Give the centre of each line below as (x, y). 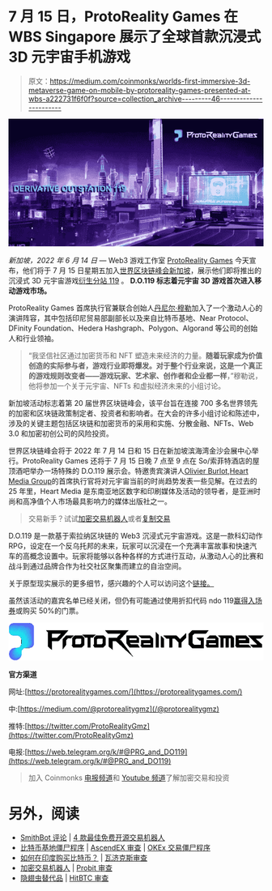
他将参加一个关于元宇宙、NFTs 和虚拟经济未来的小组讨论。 (126, 386)
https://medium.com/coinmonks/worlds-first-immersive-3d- (150, 81)
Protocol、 (235, 318)
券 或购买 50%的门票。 (46, 610)
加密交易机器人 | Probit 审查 (66, 868)
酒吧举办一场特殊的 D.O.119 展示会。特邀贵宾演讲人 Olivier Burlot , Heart (132, 471)
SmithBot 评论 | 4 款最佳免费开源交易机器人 (92, 838)
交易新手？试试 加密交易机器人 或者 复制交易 (99, 518)
